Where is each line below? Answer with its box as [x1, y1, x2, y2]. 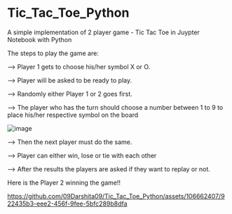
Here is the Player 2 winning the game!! [7, 178, 121, 187]
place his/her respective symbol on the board [7, 110, 139, 119]
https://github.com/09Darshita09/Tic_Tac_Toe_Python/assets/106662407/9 [7, 192, 226, 200]
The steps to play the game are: [7, 49, 100, 57]
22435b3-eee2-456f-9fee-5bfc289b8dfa [7, 199, 128, 208]
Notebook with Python [7, 35, 72, 43]
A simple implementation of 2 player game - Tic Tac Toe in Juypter [7, 28, 200, 36]
